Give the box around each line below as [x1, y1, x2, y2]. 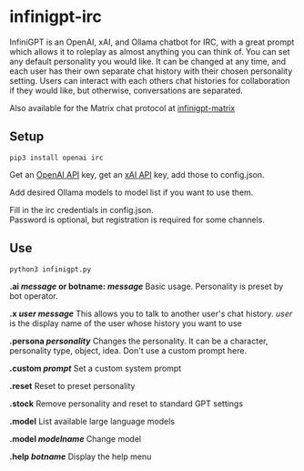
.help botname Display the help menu [9, 451, 152, 462]
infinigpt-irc [9, 6, 103, 27]
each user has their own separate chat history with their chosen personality [9, 66, 293, 77]
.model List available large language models [9, 415, 176, 426]
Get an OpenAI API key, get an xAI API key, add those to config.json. [9, 169, 265, 179]
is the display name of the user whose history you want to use [9, 317, 243, 329]
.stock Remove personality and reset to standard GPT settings [9, 398, 244, 409]
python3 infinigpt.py [9, 264, 92, 274]
